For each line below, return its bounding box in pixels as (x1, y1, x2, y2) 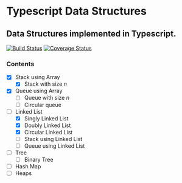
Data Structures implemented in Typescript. (6, 29, 177, 39)
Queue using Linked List (24, 142, 85, 150)
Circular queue (24, 101, 62, 108)
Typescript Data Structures (6, 4, 147, 18)
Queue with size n (24, 94, 70, 102)
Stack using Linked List (24, 135, 83, 142)
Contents (6, 60, 35, 68)
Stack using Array (15, 74, 60, 81)
